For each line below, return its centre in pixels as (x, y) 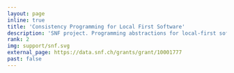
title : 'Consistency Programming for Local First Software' (96, 26)
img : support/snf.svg (39, 46)
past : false (24, 59)
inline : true (26, 20)
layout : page (26, 14)
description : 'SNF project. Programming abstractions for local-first (112, 33)
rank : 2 (18, 40)
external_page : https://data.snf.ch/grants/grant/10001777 (95, 53)
